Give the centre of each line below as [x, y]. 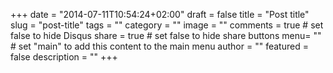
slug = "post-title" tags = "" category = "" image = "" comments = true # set [167, 25]
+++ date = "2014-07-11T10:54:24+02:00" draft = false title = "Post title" [160, 14]
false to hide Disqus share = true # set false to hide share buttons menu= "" [166, 35]
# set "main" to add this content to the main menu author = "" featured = [159, 46]
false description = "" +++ [64, 57]
